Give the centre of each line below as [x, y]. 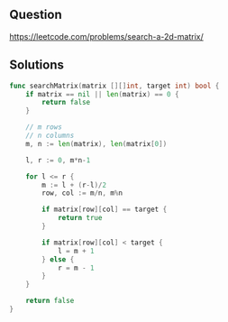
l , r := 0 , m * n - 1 [58, 160]
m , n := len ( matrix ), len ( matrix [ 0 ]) [96, 143]
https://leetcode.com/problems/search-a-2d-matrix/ [107, 36]
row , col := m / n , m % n [82, 193]
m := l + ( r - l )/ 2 [74, 185]
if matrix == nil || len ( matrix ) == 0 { [102, 94]
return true [80, 218]
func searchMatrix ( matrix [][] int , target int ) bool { [114, 86]
